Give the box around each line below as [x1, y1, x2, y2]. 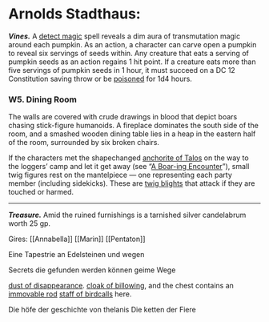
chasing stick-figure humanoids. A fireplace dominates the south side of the [8, 121, 259, 131]
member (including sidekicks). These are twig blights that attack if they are [8, 179, 255, 188]
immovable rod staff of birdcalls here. [8, 289, 132, 299]
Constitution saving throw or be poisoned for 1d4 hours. [8, 74, 192, 83]
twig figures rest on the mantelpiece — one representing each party [8, 170, 232, 180]
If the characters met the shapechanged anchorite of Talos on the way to [8, 153, 250, 163]
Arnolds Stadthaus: [8, 5, 142, 23]
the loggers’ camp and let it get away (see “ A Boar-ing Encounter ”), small [8, 162, 250, 171]
